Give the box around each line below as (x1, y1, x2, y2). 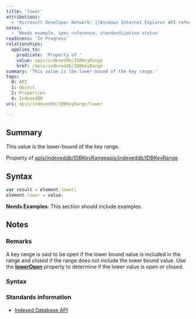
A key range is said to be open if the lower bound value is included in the (6, 251, 181, 258)
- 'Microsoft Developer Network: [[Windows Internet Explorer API (11, 19, 176, 25)
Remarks (6, 237, 32, 245)
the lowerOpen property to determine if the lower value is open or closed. (6, 263, 184, 270)
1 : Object (11, 85, 35, 91)
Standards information (6, 293, 72, 301)
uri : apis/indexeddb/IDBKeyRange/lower (6, 100, 103, 107)
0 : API (11, 79, 27, 85)
